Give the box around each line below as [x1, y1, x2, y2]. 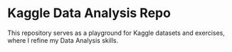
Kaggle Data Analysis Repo [7, 5, 171, 21]
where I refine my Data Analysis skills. [7, 36, 119, 44]
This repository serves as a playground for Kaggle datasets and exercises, [7, 28, 226, 37]
